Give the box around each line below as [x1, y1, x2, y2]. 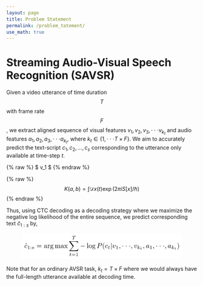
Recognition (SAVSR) [6, 68, 115, 82]
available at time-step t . [6, 152, 65, 159]
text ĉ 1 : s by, [6, 220, 38, 228]
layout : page [6, 10, 39, 16]
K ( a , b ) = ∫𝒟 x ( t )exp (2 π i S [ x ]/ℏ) [64, 185, 140, 193]
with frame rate [6, 108, 45, 115]
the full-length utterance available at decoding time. [6, 273, 136, 280]
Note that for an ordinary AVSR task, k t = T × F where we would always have [6, 265, 197, 274]
